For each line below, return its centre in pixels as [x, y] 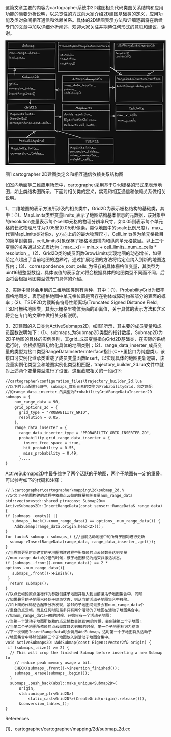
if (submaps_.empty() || [32, 516]
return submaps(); [30, 584]
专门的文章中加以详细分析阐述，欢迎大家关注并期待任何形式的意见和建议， [83, 27]
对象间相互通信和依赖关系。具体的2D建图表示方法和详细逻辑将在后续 [91, 20]
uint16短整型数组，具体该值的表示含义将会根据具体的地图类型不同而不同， [83, 273]
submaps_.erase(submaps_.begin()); [52, 673]
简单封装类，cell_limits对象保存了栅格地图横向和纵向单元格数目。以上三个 [87, 241]
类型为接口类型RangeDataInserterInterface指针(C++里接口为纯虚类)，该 [90, 352]
